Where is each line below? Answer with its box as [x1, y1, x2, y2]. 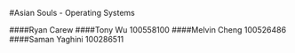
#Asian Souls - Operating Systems [9, 8, 135, 18]
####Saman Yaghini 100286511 [9, 34, 124, 44]
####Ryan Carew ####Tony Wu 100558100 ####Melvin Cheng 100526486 [9, 25, 287, 34]
